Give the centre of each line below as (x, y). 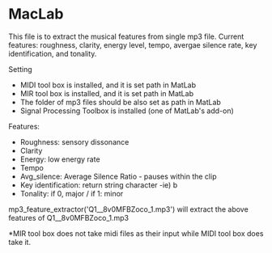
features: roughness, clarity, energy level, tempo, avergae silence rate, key (133, 44)
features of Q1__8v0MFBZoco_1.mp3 (69, 217)
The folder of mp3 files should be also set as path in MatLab (120, 102)
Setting (20, 69)
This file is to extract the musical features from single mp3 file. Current (126, 36)
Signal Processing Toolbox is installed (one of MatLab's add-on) (127, 111)
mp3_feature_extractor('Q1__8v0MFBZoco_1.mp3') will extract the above (128, 209)
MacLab (36, 14)
